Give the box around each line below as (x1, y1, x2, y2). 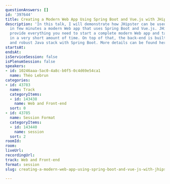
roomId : (5, 139, 22, 144)
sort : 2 (10, 134, 26, 139)
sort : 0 (10, 106, 26, 111)
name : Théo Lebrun (10, 73, 49, 78)
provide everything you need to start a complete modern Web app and (10, 31, 159, 36)
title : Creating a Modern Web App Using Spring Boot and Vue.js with (5, 17, 155, 22)
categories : (5, 78, 30, 83)
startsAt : (5, 45, 26, 50)
